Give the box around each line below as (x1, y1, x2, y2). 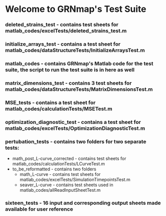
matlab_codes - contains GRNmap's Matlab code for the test (5, 60, 154, 67)
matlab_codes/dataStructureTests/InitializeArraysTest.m (5, 47, 145, 54)
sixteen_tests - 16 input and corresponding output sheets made (5, 199, 161, 206)
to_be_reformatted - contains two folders (12, 166, 97, 172)
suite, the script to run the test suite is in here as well (5, 66, 135, 73)
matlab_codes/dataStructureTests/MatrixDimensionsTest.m (5, 86, 153, 93)
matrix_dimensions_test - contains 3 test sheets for (5, 79, 132, 86)
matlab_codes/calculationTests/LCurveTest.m (12, 161, 105, 167)
